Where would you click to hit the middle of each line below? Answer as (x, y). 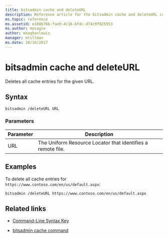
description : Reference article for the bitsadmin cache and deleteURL (81, 15)
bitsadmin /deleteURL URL (32, 108)
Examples (21, 167)
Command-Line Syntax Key (40, 221)
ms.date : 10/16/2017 (27, 43)
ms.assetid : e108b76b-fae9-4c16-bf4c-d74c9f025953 (59, 24)
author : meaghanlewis (28, 33)
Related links (26, 209)
